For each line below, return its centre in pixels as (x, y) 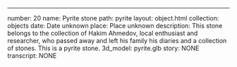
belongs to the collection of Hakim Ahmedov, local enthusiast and (103, 33)
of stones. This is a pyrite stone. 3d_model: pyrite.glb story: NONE (103, 48)
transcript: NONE (32, 56)
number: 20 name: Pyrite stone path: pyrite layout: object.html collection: (113, 18)
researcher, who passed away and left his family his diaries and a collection (117, 41)
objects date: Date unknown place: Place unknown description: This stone (115, 26)
